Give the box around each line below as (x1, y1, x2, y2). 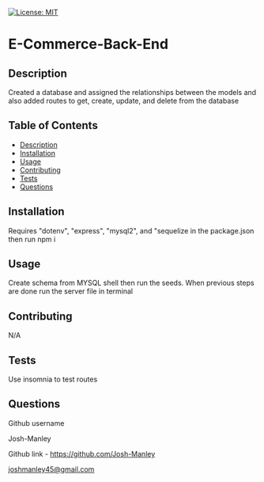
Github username (8, 418, 65, 427)
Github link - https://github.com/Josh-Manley (8, 449, 156, 458)
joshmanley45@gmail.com (8, 464, 95, 474)
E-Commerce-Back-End (8, 36, 168, 53)
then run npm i (8, 234, 56, 244)
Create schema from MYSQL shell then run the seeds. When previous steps (8, 278, 255, 288)
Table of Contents (8, 119, 99, 132)
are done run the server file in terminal (8, 287, 133, 296)
